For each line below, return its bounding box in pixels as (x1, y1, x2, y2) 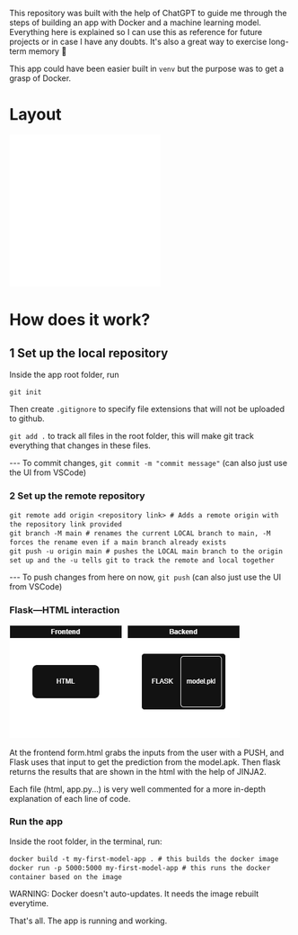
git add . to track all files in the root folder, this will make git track (9, 430, 254, 441)
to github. (9, 413, 45, 424)
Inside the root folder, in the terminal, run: (9, 836, 163, 847)
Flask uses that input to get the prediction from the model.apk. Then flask (9, 756, 281, 768)
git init (9, 387, 42, 397)
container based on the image (9, 872, 123, 881)
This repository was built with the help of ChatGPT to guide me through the (9, 8, 287, 18)
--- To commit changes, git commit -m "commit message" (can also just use (9, 457, 288, 468)
